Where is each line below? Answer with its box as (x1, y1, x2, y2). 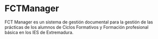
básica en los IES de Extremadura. (4, 29, 74, 35)
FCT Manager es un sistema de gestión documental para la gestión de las (4, 19, 153, 25)
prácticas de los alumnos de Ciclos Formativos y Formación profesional (4, 24, 149, 30)
